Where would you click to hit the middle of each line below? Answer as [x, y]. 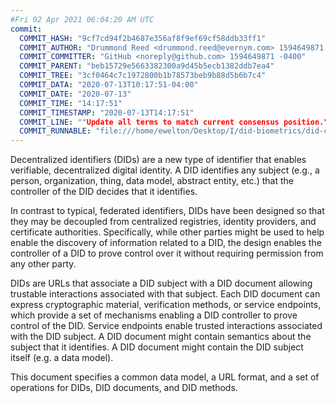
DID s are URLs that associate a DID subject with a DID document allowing [161, 283]
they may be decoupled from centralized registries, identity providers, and [163, 222]
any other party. [43, 264]
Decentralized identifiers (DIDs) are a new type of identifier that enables [158, 160]
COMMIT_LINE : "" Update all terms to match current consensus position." [174, 122]
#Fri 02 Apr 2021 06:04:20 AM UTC [82, 19]
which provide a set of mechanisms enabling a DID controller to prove [154, 315]
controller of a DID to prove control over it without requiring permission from [167, 253]
